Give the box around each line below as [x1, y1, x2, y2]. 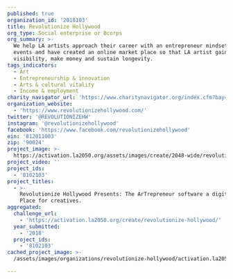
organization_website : [7, 101, 73, 108]
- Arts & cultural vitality [13, 81, 95, 88]
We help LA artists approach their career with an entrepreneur [13, 42, 203, 49]
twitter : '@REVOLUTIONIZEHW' [7, 113, 92, 120]
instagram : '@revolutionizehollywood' [7, 119, 119, 127]
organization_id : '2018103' [7, 17, 89, 24]
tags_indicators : [7, 62, 58, 69]
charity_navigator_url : [7, 94, 76, 101]
